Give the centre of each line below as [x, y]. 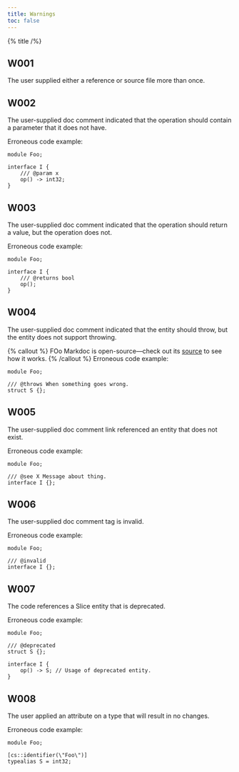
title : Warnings [31, 14]
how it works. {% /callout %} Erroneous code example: [88, 358]
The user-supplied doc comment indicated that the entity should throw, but [118, 330]
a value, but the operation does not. [60, 232]
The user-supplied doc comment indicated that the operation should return [118, 225]
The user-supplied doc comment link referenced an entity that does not [112, 430]
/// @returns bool [47, 278]
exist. [15, 437]
